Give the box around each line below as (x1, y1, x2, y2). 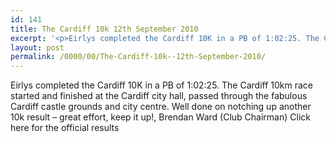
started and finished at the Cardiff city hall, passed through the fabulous (10, 90, 308, 102)
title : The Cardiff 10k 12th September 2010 (10, 24, 199, 34)
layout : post (10, 42, 65, 53)
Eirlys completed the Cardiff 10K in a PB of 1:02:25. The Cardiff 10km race (10, 79, 313, 91)
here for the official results (10, 122, 120, 134)
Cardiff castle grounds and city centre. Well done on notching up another (10, 101, 312, 113)
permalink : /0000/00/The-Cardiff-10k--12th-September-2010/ (10, 52, 267, 62)
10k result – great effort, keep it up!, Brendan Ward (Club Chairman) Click (10, 111, 311, 123)
